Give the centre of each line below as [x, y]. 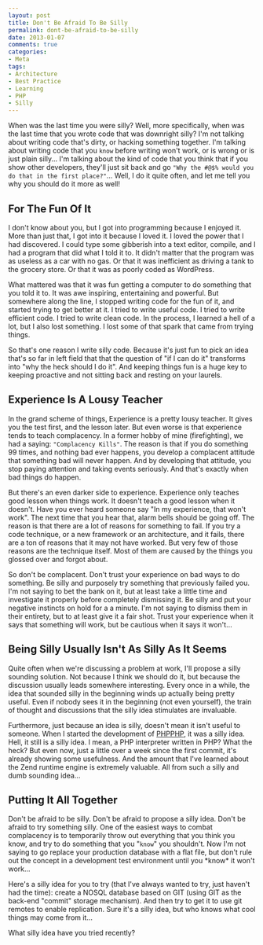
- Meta [19, 60]
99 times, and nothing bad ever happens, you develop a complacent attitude [131, 452]
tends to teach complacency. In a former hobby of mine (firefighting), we [126, 435]
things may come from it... [50, 917]
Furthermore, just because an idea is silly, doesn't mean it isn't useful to [124, 725]
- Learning [26, 88]
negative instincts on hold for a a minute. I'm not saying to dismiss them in [128, 608]
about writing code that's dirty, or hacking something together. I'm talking [127, 142]
